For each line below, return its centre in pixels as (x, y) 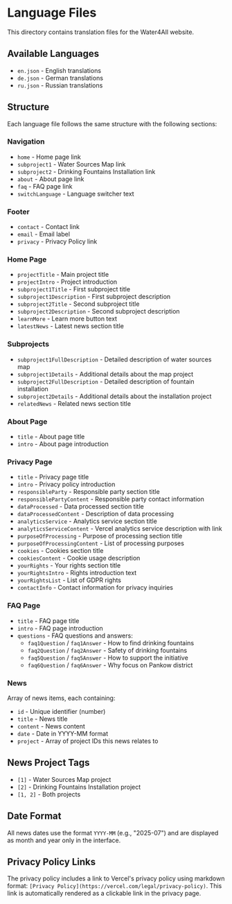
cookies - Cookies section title (60, 551)
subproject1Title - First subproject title (73, 289)
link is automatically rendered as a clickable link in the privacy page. (104, 894)
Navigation (26, 142)
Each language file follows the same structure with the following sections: (112, 123)
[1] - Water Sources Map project (64, 779)
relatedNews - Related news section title (74, 403)
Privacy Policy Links (51, 862)
